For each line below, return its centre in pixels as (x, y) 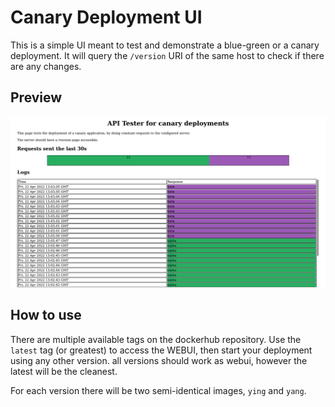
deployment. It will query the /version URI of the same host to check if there (167, 55)
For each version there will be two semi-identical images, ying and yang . (158, 390)
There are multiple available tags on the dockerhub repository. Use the (156, 339)
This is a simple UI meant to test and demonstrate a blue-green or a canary (165, 45)
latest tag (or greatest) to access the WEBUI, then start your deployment (161, 350)
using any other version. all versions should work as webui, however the (159, 360)
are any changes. (46, 66)
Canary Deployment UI (106, 17)
